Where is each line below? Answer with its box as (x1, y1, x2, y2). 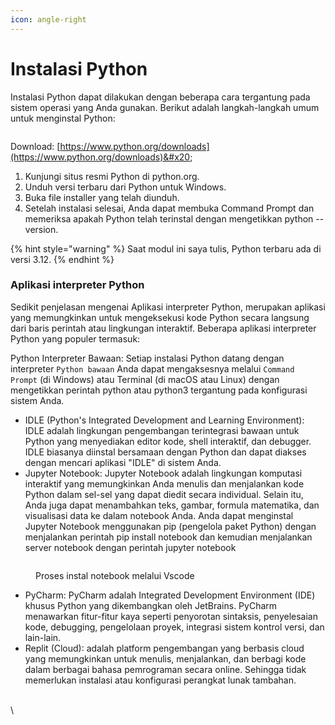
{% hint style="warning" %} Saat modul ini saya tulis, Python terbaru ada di (10, 242, 322, 255)
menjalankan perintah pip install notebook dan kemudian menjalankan (24, 531, 313, 543)
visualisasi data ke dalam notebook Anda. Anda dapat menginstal (24, 509, 294, 521)
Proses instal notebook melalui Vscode (35, 569, 195, 581)
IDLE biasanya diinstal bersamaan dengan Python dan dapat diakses (24, 446, 307, 458)
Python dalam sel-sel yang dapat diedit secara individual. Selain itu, (24, 488, 304, 500)
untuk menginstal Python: (10, 112, 116, 124)
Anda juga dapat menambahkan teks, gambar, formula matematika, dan (24, 499, 320, 511)
